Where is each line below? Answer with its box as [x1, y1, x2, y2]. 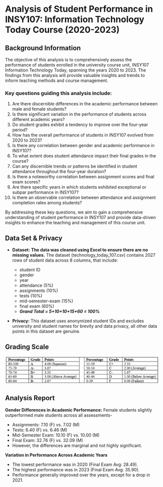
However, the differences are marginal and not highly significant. [12, 442, 143, 448]
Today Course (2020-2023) [5, 24, 120, 35]
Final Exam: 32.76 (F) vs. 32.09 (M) [12, 437, 83, 443]
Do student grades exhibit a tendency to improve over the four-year [12, 122, 148, 128]
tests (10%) [19, 293, 42, 299]
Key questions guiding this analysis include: [5, 90, 112, 97]
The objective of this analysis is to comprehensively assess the [5, 57, 132, 62]
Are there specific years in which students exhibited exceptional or [12, 184, 146, 190]
